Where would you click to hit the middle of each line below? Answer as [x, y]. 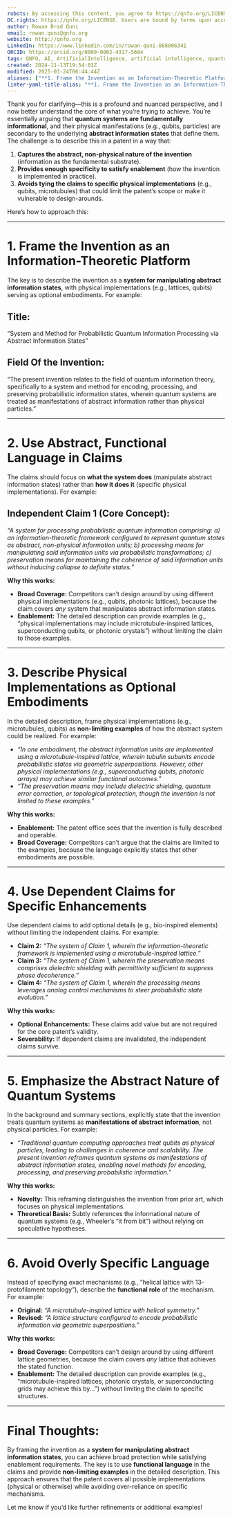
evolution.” [32, 997]
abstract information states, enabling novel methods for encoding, [112, 1165]
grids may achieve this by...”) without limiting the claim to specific [110, 1388]
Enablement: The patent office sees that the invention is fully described [119, 828]
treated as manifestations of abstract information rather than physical [106, 401]
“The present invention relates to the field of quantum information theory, [111, 379]
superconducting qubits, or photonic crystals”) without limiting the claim [120, 630]
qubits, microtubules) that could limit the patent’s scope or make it [111, 191]
